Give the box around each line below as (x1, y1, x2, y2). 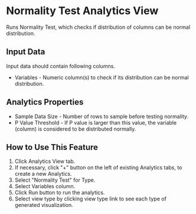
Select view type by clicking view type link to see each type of (14, 195, 167, 202)
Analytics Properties (6, 97, 84, 107)
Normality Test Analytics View (6, 4, 159, 18)
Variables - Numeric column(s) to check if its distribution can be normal (14, 73, 189, 81)
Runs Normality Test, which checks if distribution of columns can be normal (6, 24, 191, 31)
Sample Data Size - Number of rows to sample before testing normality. (14, 113, 189, 120)
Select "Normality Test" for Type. (14, 176, 96, 183)
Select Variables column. (14, 183, 76, 190)
